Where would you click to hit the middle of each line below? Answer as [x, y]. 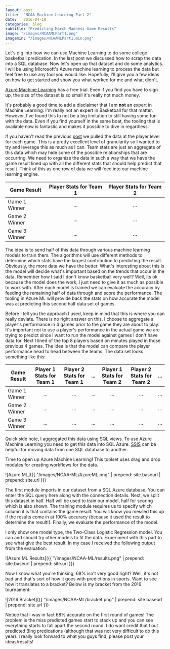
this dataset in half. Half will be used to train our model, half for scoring [79, 501]
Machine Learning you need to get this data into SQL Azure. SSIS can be [81, 444]
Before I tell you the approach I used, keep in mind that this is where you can [85, 314]
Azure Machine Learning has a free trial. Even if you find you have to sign [82, 89]
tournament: [18, 590]
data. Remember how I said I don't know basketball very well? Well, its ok [81, 276]
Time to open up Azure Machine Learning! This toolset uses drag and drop [83, 459]
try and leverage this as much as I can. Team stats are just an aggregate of [83, 147]
